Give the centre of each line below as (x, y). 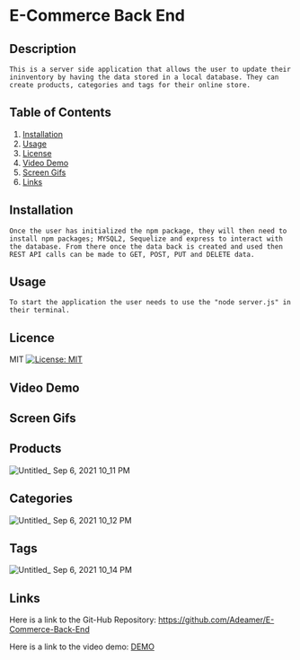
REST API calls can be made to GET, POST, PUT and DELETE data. (132, 254)
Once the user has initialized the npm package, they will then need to (148, 231)
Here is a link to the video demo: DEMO (82, 647)
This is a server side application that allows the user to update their (150, 69)
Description (43, 49)
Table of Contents (61, 113)
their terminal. (40, 311)
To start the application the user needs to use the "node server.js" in (150, 303)
